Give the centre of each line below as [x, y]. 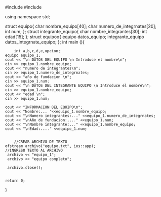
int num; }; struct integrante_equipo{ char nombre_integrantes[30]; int [76, 31]
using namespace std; [28, 17]
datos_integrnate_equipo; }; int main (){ [45, 42]
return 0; [15, 181]
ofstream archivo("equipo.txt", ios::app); [51, 146]
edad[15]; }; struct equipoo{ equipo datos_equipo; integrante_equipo [75, 37]
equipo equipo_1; [23, 55]
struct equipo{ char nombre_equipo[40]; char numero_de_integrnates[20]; [81, 26]
